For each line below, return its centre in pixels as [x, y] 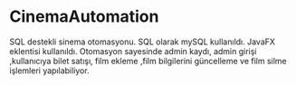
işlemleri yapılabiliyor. [49, 71]
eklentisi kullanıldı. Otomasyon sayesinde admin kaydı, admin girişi [133, 51]
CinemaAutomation [84, 17]
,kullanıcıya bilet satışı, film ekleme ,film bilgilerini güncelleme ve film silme [148, 61]
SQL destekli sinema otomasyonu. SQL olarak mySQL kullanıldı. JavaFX [143, 42]
